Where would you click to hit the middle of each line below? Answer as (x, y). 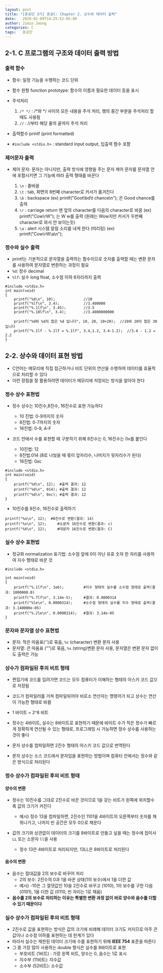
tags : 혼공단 (19, 32)
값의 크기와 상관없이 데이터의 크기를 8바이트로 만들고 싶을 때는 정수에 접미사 (84, 833)
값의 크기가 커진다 (34, 806)
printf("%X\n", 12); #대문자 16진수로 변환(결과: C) (59, 529)
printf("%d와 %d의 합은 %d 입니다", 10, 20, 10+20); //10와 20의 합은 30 (85, 322)
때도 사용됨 (30, 117)
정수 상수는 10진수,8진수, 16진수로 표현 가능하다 (57, 406)
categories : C (19, 28)
